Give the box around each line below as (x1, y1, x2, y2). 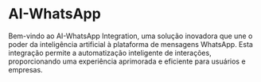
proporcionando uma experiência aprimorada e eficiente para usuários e (8, 57, 246, 66)
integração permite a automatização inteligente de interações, (8, 48, 212, 57)
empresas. (8, 64, 43, 74)
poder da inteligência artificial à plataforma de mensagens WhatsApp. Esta (8, 39, 253, 49)
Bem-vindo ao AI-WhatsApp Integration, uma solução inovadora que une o (8, 31, 253, 41)
